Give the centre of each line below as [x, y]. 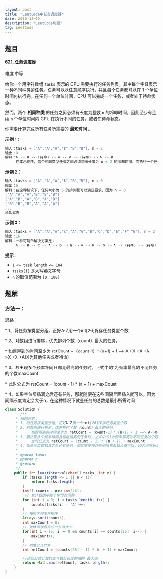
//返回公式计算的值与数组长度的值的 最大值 [60, 559]
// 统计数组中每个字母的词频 [49, 496]
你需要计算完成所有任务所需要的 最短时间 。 [49, 129]
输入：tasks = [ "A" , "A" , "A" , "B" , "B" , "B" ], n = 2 [54, 148]
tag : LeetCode [19, 28]
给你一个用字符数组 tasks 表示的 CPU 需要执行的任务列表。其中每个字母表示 [81, 84]
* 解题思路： [27, 419]
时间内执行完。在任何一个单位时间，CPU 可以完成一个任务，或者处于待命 [78, 96]
